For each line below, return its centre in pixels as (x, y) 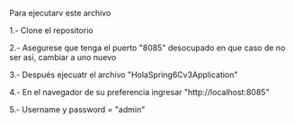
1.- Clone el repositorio (51, 30)
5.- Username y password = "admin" (77, 110)
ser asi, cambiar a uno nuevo (63, 57)
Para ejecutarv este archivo (60, 13)
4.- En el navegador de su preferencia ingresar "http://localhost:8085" (139, 92)
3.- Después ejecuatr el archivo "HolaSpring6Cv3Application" (124, 75)
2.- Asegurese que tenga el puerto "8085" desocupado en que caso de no (147, 48)
